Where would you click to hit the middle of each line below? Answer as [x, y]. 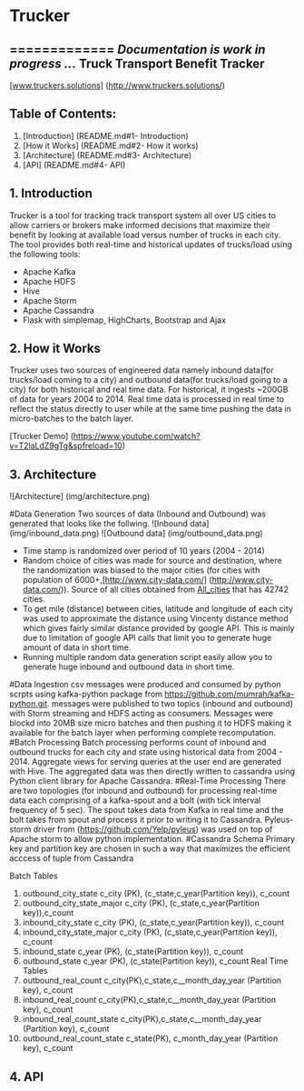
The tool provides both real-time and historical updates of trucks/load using [151, 244]
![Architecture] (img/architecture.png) [80, 496]
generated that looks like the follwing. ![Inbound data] [109, 524]
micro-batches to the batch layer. [72, 418]
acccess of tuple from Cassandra [72, 858]
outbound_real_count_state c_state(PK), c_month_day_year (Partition [150, 1038]
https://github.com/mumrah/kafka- [230, 694]
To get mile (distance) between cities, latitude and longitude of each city [157, 609]
